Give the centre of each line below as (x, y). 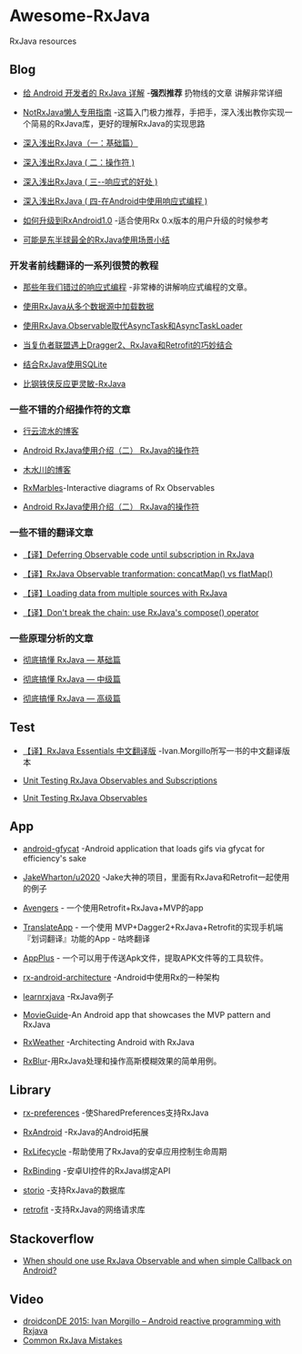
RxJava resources (43, 41)
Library (30, 1089)
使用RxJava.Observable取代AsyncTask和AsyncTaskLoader (132, 326)
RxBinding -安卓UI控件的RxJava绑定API (96, 1171)
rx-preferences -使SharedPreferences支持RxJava (116, 1113)
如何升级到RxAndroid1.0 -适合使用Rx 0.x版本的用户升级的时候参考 (146, 220)
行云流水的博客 (50, 431)
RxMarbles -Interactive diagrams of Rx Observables (119, 488)
